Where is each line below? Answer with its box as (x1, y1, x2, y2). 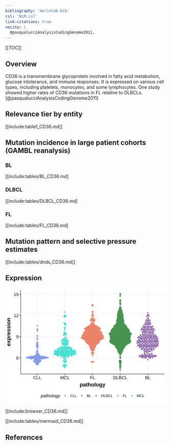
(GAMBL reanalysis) (5, 146, 71, 155)
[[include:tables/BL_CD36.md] (5, 173, 69, 180)
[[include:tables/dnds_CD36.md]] (5, 259, 76, 265)
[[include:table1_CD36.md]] (5, 123, 63, 129)
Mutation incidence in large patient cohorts (5, 139, 146, 147)
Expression (5, 274, 42, 282)
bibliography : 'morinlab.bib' (5, 8, 70, 13)
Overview (5, 60, 37, 68)
